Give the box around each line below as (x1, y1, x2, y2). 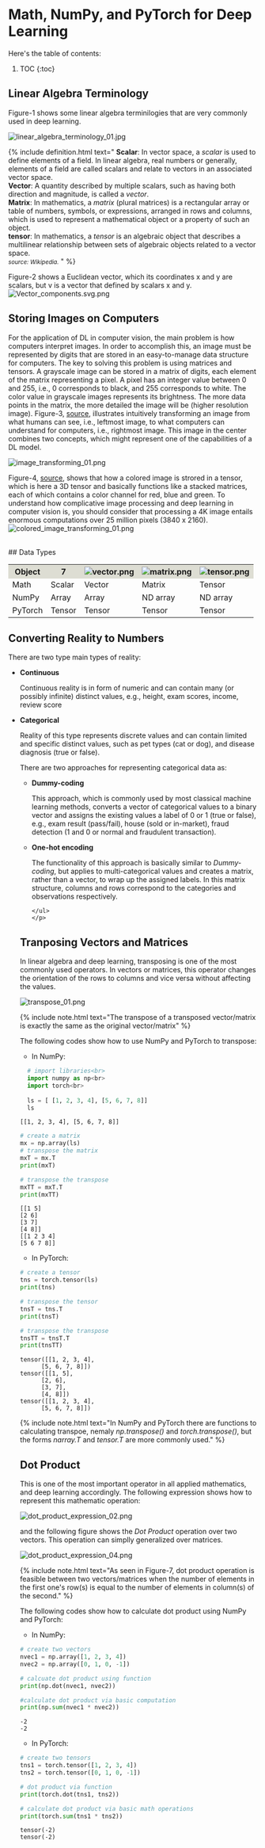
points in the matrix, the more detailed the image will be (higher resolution (8, 400, 249, 410)
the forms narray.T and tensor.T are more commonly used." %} (19, 1435, 225, 1445)
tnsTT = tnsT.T (19, 1334, 70, 1342)
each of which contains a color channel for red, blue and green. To (8, 490, 225, 499)
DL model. (8, 442, 42, 452)
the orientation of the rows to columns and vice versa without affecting (19, 973, 251, 983)
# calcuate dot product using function (19, 1674, 152, 1682)
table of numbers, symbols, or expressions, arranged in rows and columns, (8, 206, 252, 216)
